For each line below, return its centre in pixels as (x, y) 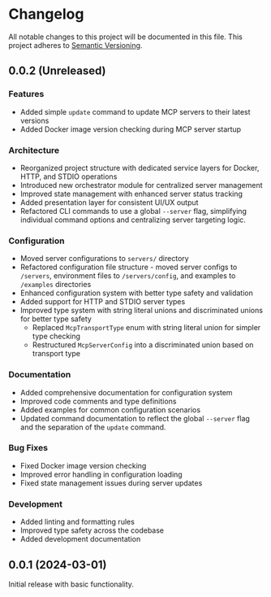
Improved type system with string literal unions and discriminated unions (142, 311)
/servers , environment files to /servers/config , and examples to (128, 276)
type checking (56, 336)
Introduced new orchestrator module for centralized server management (141, 185)
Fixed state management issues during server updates (111, 483)
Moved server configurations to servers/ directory (104, 259)
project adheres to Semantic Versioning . (75, 45)
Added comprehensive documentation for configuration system (126, 392)
